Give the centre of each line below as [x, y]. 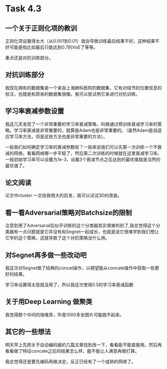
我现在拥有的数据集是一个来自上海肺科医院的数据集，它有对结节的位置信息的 [83, 88]
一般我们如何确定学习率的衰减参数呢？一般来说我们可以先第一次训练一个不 [81, 147]
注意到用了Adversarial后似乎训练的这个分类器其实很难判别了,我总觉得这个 [81, 226]
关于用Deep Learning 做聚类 [49, 302]
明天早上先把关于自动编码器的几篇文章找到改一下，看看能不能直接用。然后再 [83, 345]
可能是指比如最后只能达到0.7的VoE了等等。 [53, 47]
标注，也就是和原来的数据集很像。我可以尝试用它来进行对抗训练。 [73, 94]
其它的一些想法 [28, 332]
